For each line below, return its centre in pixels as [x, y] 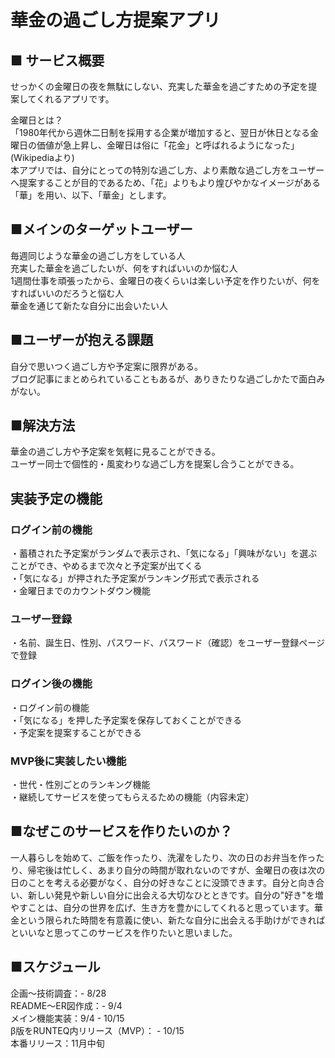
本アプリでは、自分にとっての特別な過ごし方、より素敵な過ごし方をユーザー [167, 170]
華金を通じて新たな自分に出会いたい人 [89, 305]
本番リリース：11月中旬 [57, 1043]
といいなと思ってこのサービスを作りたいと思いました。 [124, 932]
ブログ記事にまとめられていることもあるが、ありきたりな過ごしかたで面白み [168, 378]
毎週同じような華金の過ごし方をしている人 [98, 255]
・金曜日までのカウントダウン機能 [80, 591]
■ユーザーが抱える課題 [82, 340]
